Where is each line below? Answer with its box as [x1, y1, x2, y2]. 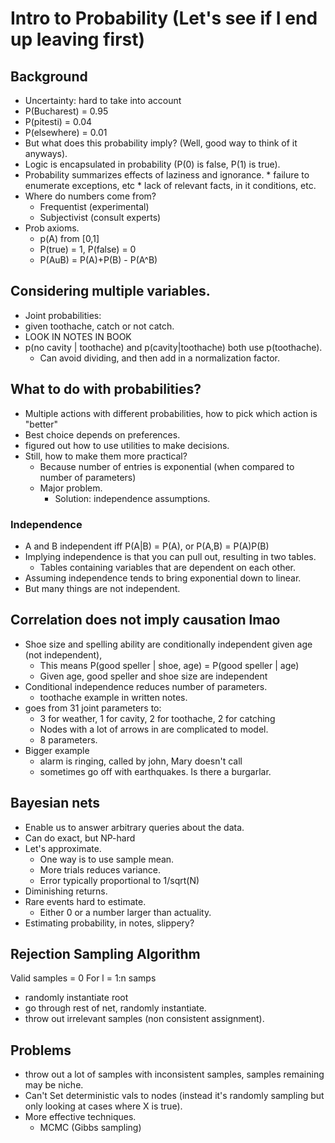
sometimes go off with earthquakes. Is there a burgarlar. [39, 765, 272, 777]
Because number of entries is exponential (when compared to [39, 460, 295, 472]
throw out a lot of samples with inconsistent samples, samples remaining [24, 1068, 325, 1081]
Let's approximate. [24, 842, 102, 854]
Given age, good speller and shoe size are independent [39, 670, 268, 682]
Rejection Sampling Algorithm [10, 945, 201, 962]
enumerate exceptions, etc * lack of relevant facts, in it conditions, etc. [24, 180, 317, 191]
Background [10, 68, 88, 85]
